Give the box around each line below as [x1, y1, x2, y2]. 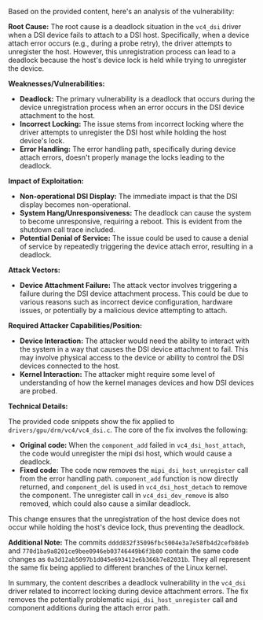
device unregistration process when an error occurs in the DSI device [19, 102, 245, 112]
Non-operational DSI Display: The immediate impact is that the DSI [19, 192, 238, 201]
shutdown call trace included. [19, 225, 115, 234]
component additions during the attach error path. [8, 603, 170, 612]
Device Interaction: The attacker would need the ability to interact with [19, 336, 250, 345]
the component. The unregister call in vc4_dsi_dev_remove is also [19, 491, 229, 500]
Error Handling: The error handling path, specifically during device [19, 145, 236, 153]
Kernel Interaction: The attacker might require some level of [19, 370, 216, 378]
